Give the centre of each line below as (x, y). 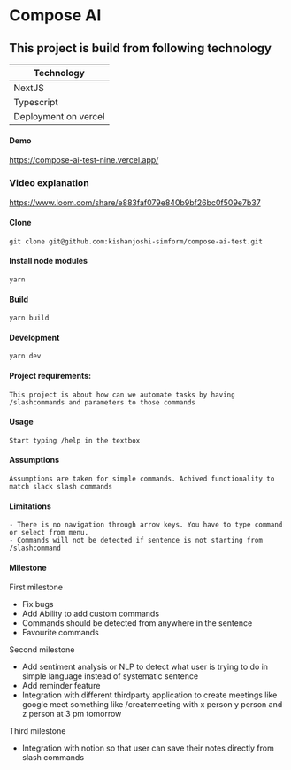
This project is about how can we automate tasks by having (123, 395)
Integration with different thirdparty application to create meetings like (149, 695)
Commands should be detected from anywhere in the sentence (137, 623)
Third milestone (38, 731)
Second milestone (42, 650)
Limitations (30, 506)
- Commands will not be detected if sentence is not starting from (136, 541)
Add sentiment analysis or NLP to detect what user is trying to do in (145, 667)
